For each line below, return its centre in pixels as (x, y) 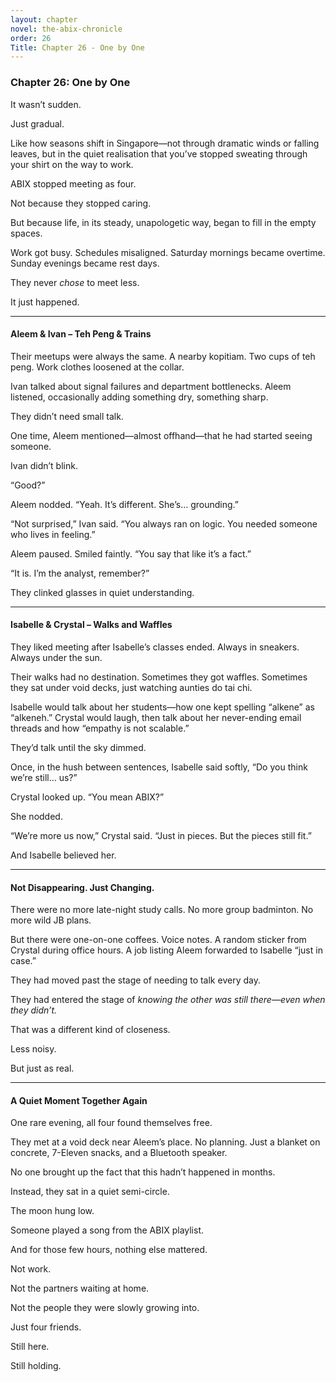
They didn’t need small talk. (67, 416)
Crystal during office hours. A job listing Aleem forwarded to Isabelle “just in (166, 950)
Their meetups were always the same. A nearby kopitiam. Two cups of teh (163, 356)
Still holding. (36, 1366)
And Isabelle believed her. (63, 855)
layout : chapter (44, 19)
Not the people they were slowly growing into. (105, 1308)
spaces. (26, 233)
